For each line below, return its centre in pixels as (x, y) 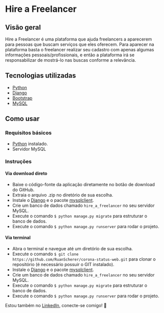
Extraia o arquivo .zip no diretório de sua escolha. (63, 195)
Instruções (19, 161)
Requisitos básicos (28, 133)
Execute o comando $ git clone (45, 254)
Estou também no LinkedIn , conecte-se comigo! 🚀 (56, 305)
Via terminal (18, 237)
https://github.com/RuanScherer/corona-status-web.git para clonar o (84, 259)
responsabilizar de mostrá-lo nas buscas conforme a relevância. (71, 60)
